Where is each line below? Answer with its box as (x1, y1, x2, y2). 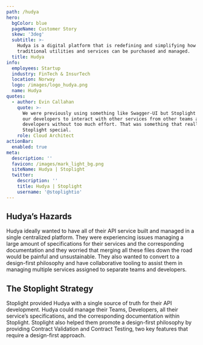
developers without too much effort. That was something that (22, 122, 182, 128)
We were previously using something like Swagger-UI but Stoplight (22, 110, 196, 116)
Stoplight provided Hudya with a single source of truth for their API (6, 300, 172, 307)
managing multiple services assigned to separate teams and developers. (6, 266, 187, 273)
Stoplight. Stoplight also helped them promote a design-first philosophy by (6, 319, 192, 326)
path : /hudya (6, 8, 39, 15)
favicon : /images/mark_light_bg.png (11, 161, 104, 167)
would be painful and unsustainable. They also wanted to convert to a (6, 253, 180, 260)
